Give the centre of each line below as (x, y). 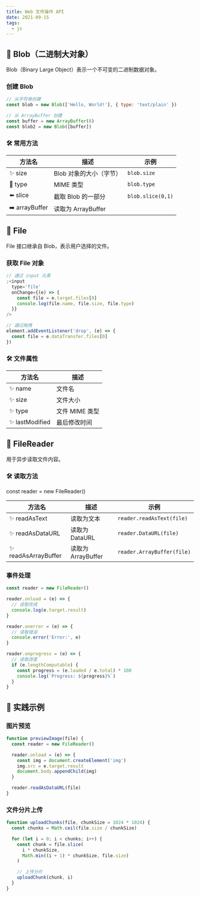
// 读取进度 (24, 660)
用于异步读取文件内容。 (35, 459)
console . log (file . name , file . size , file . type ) (76, 303)
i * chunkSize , (41, 850)
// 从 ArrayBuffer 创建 (34, 116)
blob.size (141, 173)
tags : (13, 23)
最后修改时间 (74, 422)
